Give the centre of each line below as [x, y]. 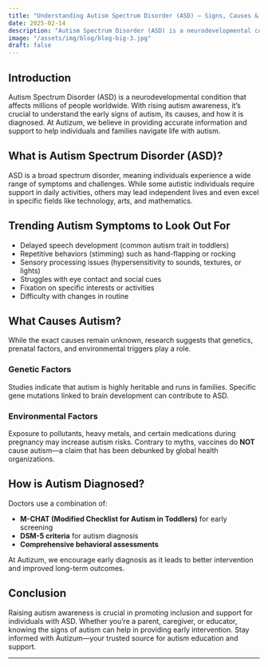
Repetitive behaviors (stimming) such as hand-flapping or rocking [128, 253]
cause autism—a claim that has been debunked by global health [114, 450]
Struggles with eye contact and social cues [91, 279]
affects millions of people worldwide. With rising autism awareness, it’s [124, 105]
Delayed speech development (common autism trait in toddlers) [124, 245]
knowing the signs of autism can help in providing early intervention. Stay [129, 629]
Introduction [40, 78]
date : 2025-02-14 [37, 23]
